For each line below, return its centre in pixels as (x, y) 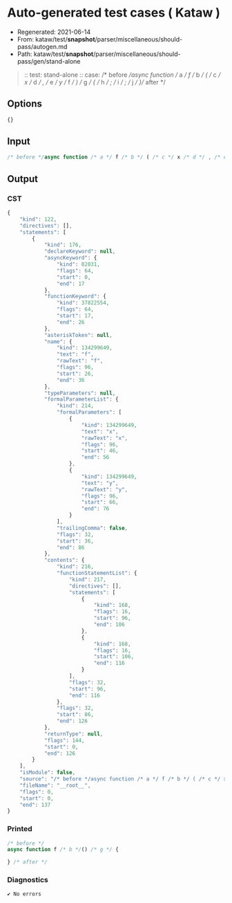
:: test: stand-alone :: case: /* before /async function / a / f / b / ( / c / (122, 75)
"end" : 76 (95, 509)
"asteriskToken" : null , (78, 335)
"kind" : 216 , (75, 567)
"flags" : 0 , (37, 792)
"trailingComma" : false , (92, 528)
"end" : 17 (70, 284)
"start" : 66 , (100, 502)
